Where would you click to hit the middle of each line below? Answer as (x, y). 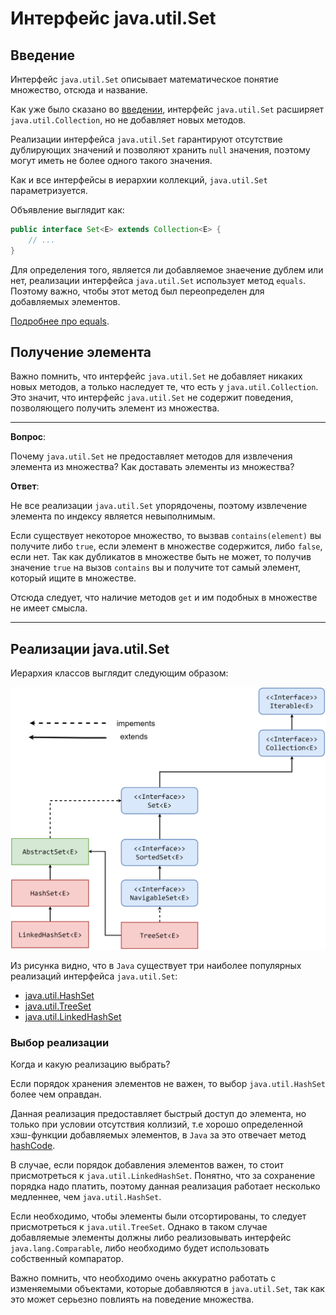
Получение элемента (81, 352)
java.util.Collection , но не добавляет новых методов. (128, 120)
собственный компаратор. (67, 1259)
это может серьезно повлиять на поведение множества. (132, 1299)
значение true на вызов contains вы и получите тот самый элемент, (156, 568)
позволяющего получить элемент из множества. (115, 408)
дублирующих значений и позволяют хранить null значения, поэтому (160, 150)
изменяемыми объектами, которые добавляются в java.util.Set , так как (167, 1289)
